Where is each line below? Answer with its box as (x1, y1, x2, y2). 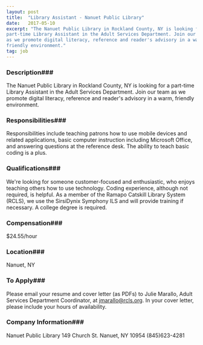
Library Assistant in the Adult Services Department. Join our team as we (6, 88, 186, 95)
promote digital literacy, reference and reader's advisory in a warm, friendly (6, 95, 195, 102)
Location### (6, 247, 45, 256)
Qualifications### (6, 164, 61, 173)
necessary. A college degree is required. (6, 204, 108, 211)
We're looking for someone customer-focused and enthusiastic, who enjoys (6, 178, 195, 185)
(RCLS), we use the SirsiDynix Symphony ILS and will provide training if (6, 197, 184, 204)
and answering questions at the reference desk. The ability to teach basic (6, 143, 189, 150)
